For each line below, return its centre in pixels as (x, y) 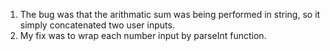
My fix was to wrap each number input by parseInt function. (143, 35)
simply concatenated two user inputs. (97, 25)
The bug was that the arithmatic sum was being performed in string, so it (170, 14)
